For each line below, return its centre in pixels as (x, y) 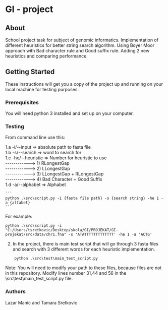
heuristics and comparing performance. (47, 56)
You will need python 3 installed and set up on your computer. (70, 113)
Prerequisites (22, 102)
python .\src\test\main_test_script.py (56, 259)
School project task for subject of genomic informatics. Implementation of (82, 40)
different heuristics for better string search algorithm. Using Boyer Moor (80, 45)
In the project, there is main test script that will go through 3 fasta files (86, 244)
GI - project (29, 9)
